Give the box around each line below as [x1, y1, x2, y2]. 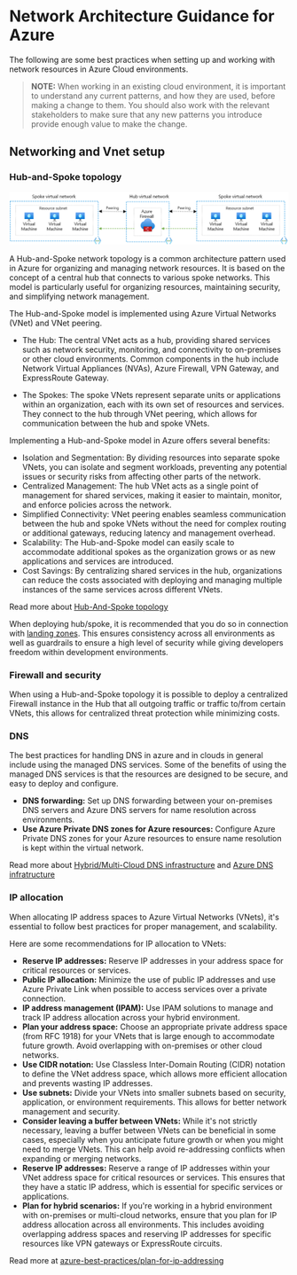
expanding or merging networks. [21, 1153, 142, 1163]
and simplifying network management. [9, 291, 150, 301]
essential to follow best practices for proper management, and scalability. [9, 920, 277, 932]
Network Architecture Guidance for [9, 6, 275, 27]
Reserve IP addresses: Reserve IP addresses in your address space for [21, 955, 284, 966]
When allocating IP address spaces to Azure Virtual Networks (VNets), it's [9, 911, 279, 922]
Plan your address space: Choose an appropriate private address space [21, 1021, 288, 1032]
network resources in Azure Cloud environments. [9, 64, 189, 74]
